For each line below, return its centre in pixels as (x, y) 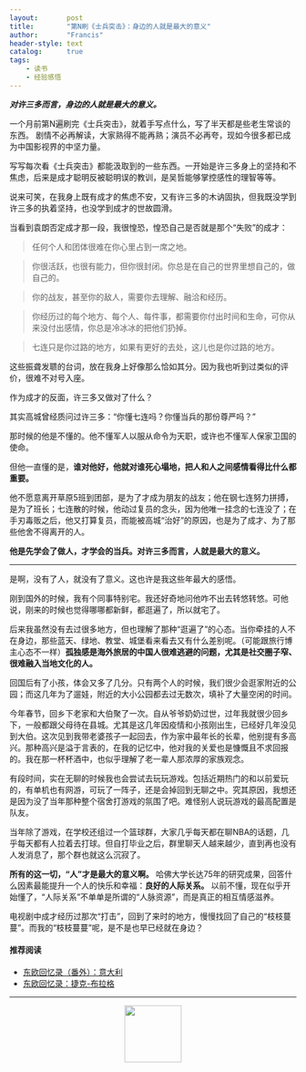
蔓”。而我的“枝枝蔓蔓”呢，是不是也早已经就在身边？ (107, 927)
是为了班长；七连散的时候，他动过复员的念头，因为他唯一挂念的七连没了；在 (153, 509)
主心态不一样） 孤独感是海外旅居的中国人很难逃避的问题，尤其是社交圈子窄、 (153, 652)
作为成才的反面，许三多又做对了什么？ (81, 397)
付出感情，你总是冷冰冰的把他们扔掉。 (120, 327)
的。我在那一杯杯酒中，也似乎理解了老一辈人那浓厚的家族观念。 (129, 758)
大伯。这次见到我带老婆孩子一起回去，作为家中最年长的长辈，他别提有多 (153, 736)
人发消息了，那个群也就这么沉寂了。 (77, 854)
